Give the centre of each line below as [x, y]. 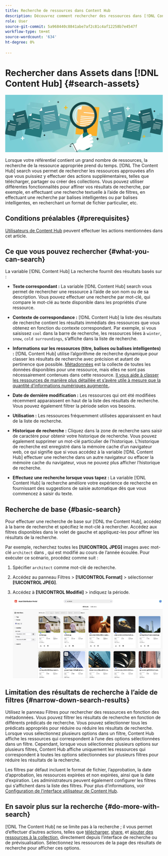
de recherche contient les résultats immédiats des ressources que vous [86, 323]
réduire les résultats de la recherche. [43, 760]
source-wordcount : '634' [31, 37]
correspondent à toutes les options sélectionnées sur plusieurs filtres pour [82, 755]
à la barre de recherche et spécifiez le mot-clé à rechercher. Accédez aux [81, 527]
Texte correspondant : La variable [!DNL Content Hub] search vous [82, 287]
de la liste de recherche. [37, 421]
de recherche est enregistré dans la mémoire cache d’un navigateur [82, 447]
